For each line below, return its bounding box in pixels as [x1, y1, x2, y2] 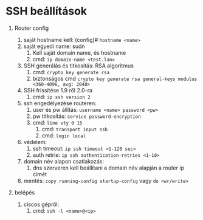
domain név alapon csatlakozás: [23, 157, 105, 165]
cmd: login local [41, 132, 86, 139]
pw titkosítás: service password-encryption [32, 112, 141, 120]
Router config [14, 24, 49, 32]
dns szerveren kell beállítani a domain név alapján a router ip [32, 164, 185, 171]
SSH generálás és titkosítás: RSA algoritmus [23, 62, 134, 69]
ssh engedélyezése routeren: [23, 99, 97, 107]
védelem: [23, 138, 47, 145]
